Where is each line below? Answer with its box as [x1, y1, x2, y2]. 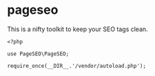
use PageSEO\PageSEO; [7, 50, 70, 57]
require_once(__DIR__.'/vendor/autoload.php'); [7, 62, 147, 69]
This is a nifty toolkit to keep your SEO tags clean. [7, 25, 148, 33]
